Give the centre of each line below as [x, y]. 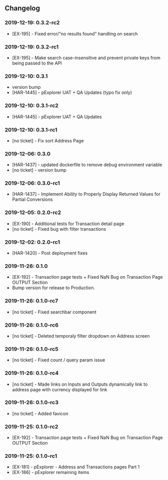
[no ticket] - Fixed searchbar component [54, 312]
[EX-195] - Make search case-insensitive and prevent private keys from [86, 58]
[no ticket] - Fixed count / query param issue [59, 360]
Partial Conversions [32, 199]
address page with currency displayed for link [60, 389]
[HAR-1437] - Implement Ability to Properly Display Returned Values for [86, 194]
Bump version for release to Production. [53, 288]
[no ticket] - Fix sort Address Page [48, 140]
